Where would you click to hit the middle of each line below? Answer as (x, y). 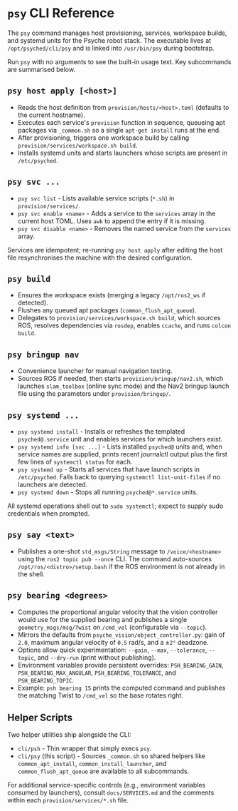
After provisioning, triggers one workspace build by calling (103, 138)
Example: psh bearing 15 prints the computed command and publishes (121, 688)
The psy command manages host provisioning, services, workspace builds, (117, 33)
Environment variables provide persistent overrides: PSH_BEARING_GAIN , (120, 665)
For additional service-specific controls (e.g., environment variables (107, 785)
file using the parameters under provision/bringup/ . (94, 394)
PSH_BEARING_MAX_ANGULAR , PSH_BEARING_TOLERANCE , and (97, 673)
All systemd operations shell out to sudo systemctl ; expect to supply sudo (115, 506)
